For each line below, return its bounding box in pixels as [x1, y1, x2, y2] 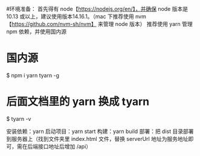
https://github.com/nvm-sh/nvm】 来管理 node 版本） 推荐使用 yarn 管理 [11, 21, 193, 27]
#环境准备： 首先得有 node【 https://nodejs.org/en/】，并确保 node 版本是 [6, 5, 189, 12]
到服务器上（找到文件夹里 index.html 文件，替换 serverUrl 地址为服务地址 [6, 135, 189, 142]
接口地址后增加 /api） [37, 143, 92, 150]
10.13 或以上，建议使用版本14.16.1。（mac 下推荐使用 [6, 13, 134, 20]
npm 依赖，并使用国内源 [6, 28, 67, 35]
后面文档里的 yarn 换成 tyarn [6, 95, 150, 109]
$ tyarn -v [6, 115, 31, 122]
